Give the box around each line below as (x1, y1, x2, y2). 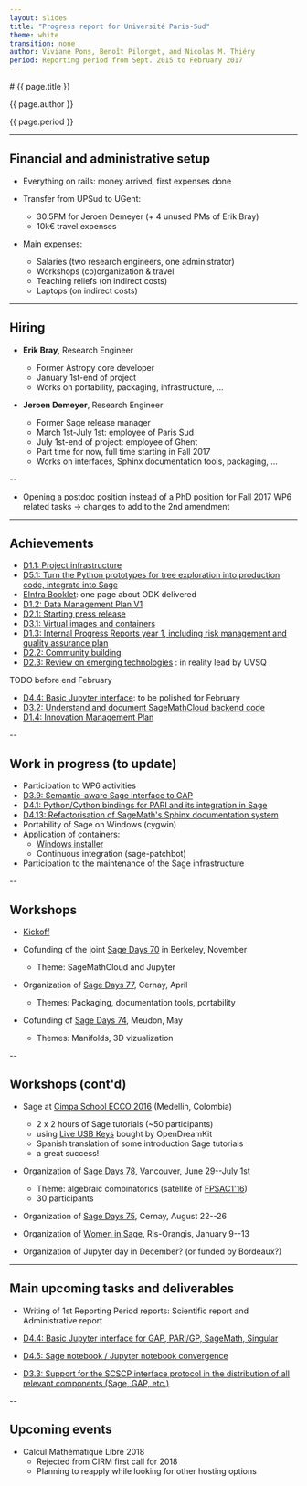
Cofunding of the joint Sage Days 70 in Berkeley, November (22, 944, 248, 955)
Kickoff (22, 926, 50, 937)
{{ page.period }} (9, 116, 74, 127)
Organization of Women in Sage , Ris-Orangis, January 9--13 (22, 1228, 249, 1238)
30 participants (36, 1193, 94, 1204)
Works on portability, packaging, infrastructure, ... (36, 381, 224, 393)
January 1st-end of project (36, 372, 137, 383)
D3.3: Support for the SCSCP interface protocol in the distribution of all (22, 1367, 291, 1379)
